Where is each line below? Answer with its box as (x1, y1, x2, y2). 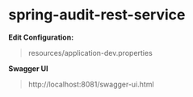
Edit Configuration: (8, 32, 74, 42)
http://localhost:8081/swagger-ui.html (27, 79, 155, 89)
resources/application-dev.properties (27, 48, 153, 57)
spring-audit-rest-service (8, 6, 186, 24)
